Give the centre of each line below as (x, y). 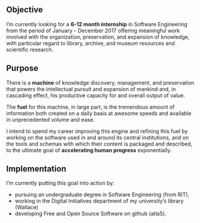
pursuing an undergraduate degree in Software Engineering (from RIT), (102, 195)
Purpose (22, 68)
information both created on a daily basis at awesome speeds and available (99, 113)
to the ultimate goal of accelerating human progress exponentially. (89, 150)
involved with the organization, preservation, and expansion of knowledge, (98, 37)
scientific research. (30, 49)
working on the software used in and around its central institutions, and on (98, 137)
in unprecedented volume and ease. (50, 119)
